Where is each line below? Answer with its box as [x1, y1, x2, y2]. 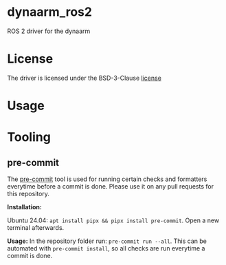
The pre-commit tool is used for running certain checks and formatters [7, 175, 207, 183]
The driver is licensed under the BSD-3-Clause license [7, 74, 161, 82]
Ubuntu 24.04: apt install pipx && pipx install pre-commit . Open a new [7, 216, 220, 224]
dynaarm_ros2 [7, 4, 93, 20]
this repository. [7, 190, 50, 198]
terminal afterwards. [7, 224, 65, 232]
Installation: [7, 203, 43, 211]
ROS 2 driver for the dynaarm [7, 27, 91, 35]
